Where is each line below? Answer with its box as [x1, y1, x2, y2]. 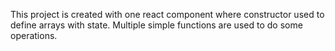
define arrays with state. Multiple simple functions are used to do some [10, 19, 303, 31]
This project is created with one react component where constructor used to [10, 9, 325, 20]
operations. [10, 30, 58, 41]
